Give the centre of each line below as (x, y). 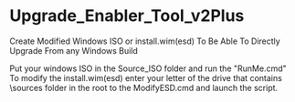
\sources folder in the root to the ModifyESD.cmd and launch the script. (144, 87)
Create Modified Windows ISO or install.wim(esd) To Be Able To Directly (145, 41)
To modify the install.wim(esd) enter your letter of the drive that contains (146, 77)
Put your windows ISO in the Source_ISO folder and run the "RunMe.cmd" (148, 68)
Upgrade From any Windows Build (74, 50)
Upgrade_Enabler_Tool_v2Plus (127, 16)
